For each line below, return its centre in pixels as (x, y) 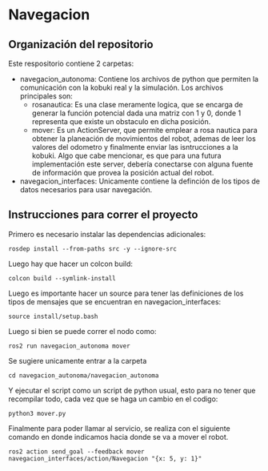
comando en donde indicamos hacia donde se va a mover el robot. (118, 437)
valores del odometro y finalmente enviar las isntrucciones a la (135, 147)
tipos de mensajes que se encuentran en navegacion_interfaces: (115, 301)
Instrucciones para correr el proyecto (103, 215)
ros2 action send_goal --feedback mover (77, 451)
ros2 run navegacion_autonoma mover (69, 346)
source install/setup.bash (53, 316)
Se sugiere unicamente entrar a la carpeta (78, 360)
